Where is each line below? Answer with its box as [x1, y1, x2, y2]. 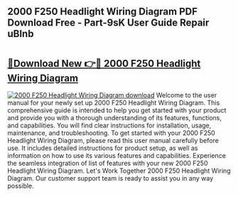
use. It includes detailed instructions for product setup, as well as [7, 144, 198, 152]
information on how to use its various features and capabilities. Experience [7, 151, 226, 159]
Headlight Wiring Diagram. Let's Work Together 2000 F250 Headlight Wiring [7, 166, 231, 175]
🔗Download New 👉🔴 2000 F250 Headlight [7, 57, 201, 70]
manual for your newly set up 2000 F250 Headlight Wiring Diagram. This [7, 99, 220, 107]
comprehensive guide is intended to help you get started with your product [7, 106, 227, 115]
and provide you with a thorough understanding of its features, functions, [7, 114, 222, 122]
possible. [7, 181, 34, 190]
